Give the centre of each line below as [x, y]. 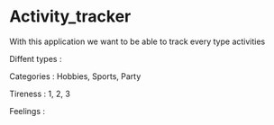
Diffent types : [36, 58]
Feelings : [27, 111]
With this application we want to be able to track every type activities [137, 41]
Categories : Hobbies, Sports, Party [75, 76]
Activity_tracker [70, 17]
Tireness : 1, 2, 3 [40, 94]
